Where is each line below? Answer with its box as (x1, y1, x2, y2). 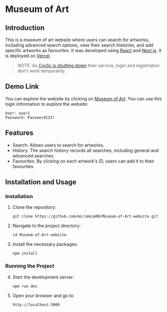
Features (5, 129, 33, 137)
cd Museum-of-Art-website (12, 232, 66, 238)
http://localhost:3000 (12, 302, 60, 307)
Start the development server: (12, 274, 74, 280)
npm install (12, 251, 37, 256)
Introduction (5, 24, 45, 32)
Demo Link (5, 82, 39, 91)
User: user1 (5, 110, 30, 116)
